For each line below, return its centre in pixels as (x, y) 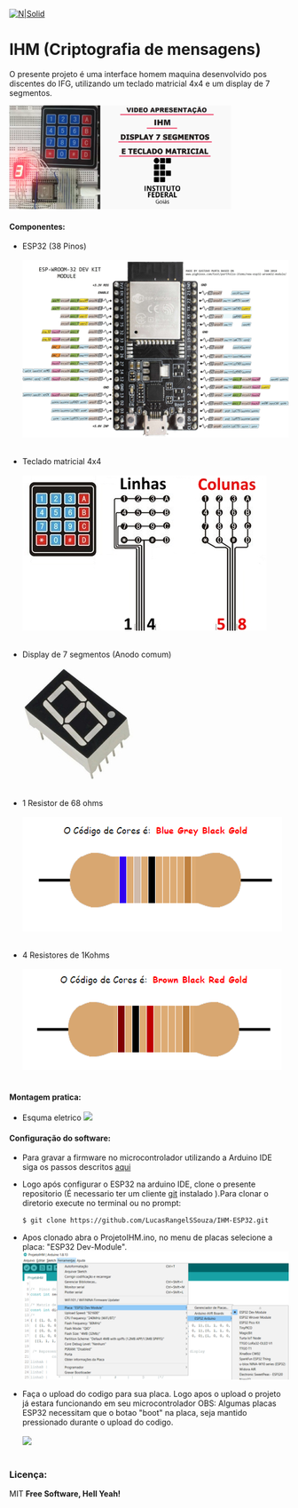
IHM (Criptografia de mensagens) (135, 50)
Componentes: (37, 226)
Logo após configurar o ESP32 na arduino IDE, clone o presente (139, 1184)
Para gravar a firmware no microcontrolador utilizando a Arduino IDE (147, 1157)
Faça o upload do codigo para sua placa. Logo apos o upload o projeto (151, 1394)
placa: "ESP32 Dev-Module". (74, 1247)
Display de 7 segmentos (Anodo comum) (97, 654)
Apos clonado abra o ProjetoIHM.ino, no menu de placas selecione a (147, 1237)
